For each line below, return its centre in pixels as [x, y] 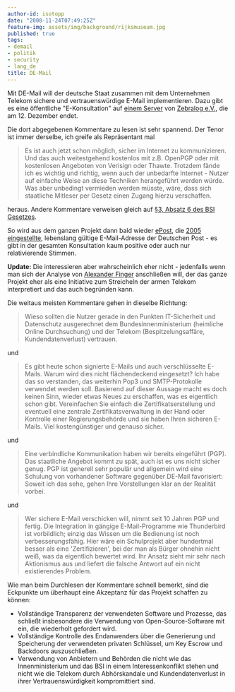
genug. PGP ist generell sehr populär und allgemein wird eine [114, 469]
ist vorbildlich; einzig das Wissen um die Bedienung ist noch [112, 533]
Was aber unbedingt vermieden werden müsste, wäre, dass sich [118, 188]
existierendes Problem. [58, 571]
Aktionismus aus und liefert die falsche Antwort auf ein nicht [112, 563]
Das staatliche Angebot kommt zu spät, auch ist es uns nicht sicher [122, 461]
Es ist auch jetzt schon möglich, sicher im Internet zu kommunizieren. [126, 150]
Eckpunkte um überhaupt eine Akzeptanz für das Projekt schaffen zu [108, 592]
